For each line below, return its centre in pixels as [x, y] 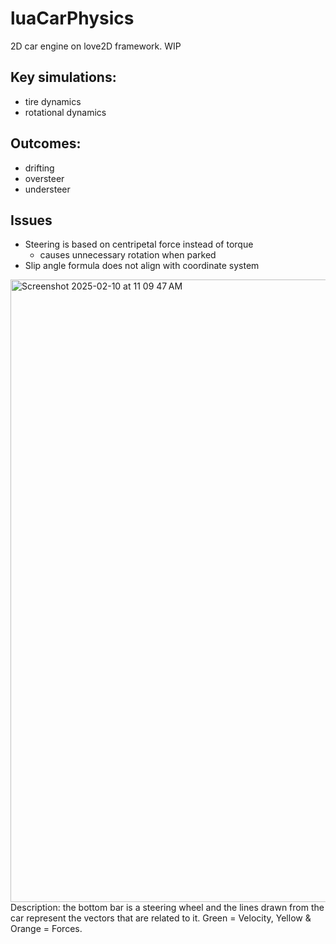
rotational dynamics [65, 112]
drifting [39, 168]
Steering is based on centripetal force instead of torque [139, 244]
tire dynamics [53, 101]
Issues [31, 220]
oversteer [44, 178]
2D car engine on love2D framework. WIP [96, 46]
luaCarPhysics [72, 18]
